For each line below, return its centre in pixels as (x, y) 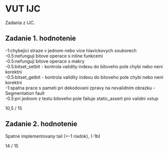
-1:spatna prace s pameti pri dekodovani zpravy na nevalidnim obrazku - (80, 88)
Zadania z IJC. (20, 23)
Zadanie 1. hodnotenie (41, 38)
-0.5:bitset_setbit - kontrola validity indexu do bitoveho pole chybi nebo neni (84, 66)
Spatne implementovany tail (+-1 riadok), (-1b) (53, 136)
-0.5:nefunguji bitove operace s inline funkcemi (54, 56)
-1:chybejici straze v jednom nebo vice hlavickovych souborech (71, 50)
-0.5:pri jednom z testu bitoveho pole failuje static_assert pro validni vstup (82, 98)
